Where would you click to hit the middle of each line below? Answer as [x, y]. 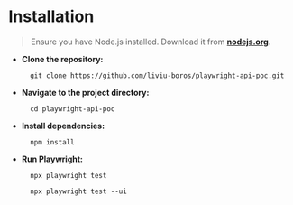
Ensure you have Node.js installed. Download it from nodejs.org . [151, 42]
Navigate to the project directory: [85, 92]
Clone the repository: [62, 59]
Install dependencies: [63, 126]
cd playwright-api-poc [73, 109]
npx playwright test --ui [78, 191]
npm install [52, 142]
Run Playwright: [52, 159]
